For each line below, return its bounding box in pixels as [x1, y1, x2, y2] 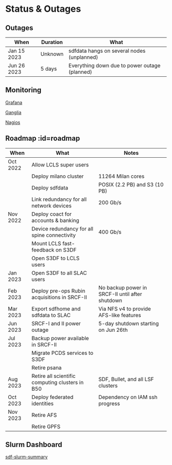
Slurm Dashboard [5, 440, 62, 449]
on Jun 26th [98, 326, 128, 333]
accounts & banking [31, 217, 79, 224]
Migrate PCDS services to [31, 349, 94, 356]
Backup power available [31, 334, 89, 342]
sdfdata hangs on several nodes [68, 47, 146, 54]
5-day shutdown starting [98, 320, 159, 327]
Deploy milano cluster [31, 173, 84, 180]
